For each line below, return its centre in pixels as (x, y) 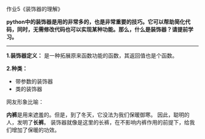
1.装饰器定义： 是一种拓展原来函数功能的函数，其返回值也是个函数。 (92, 56)
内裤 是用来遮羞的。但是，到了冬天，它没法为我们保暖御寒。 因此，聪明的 (98, 115)
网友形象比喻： (25, 102)
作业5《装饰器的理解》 (35, 9)
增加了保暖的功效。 (35, 130)
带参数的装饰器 (34, 81)
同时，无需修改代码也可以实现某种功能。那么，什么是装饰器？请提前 (102, 29)
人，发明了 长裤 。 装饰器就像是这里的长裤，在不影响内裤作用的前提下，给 (98, 122)
